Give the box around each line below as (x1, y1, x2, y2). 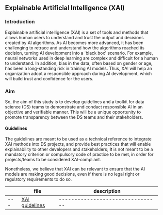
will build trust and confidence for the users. (5, 76, 94, 81)
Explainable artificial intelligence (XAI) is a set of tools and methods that (5, 29, 149, 35)
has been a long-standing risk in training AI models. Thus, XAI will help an (5, 65, 152, 71)
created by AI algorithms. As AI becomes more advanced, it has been (5, 40, 144, 46)
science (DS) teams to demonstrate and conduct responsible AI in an (5, 104, 143, 109)
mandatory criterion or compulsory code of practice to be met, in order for (5, 152, 154, 157)
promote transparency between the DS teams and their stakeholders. (5, 114, 143, 120)
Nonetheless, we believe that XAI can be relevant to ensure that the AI (5, 166, 145, 172)
